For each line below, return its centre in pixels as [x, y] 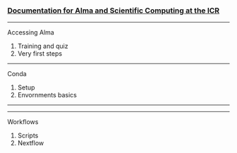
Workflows [23, 122]
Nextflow [31, 143]
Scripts [28, 135]
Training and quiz [43, 46]
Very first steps [39, 54]
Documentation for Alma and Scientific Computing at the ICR [114, 11]
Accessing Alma [31, 32]
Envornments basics [47, 95]
